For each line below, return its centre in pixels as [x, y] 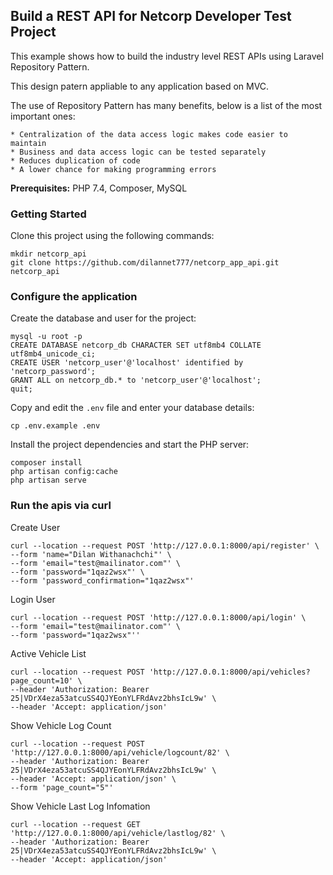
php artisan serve [48, 480]
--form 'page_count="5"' [62, 787]
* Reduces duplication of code [75, 160]
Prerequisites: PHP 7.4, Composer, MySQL [99, 188]
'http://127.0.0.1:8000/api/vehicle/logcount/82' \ [120, 752]
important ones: [43, 116]
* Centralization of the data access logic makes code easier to [149, 134]
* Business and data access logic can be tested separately [138, 152]
